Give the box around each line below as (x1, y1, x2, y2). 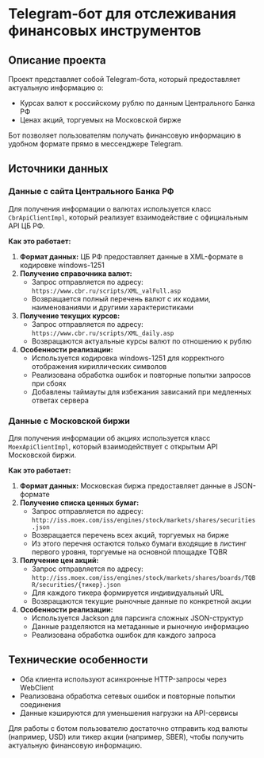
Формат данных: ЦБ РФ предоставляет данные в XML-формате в (19, 251, 243, 261)
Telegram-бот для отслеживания (8, 5, 236, 23)
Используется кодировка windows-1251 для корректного (31, 353, 224, 363)
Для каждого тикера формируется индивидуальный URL (31, 588, 224, 597)
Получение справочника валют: (19, 268, 132, 278)
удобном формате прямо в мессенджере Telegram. (8, 139, 184, 148)
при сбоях (31, 379, 67, 388)
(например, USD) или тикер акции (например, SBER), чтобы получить (8, 732, 244, 741)
